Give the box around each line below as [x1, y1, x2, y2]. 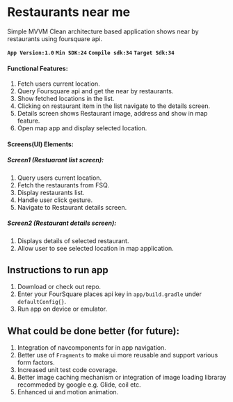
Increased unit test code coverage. [17, 366, 118, 374]
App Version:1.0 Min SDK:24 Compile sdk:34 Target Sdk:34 [7, 49, 175, 56]
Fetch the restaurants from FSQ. [17, 180, 110, 189]
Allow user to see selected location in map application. [17, 244, 174, 252]
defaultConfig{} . [17, 297, 67, 306]
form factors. [17, 358, 56, 366]
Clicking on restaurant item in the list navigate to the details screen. [17, 102, 211, 110]
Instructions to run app [7, 264, 109, 276]
